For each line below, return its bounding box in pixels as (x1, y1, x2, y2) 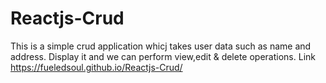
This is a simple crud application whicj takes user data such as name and (10, 40, 312, 52)
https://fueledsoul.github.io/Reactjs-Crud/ (10, 61, 183, 73)
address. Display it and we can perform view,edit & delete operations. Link (10, 50, 316, 62)
